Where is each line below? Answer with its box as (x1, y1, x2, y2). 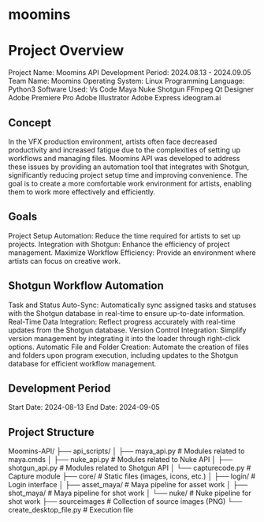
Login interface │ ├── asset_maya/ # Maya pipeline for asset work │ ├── (8, 480, 248, 490)
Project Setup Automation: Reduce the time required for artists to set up (8, 231, 241, 240)
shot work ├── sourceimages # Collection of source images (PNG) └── (8, 497, 243, 506)
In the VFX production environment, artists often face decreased (8, 137, 218, 146)
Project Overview (8, 42, 125, 60)
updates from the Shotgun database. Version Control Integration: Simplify (8, 325, 247, 335)
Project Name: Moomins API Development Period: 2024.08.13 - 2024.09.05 (8, 68, 251, 77)
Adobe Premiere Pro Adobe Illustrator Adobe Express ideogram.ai (8, 93, 221, 103)
